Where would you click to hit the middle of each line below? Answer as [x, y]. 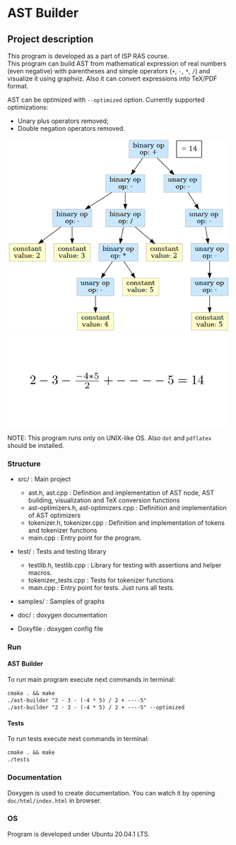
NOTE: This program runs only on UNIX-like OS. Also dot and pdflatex [110, 438]
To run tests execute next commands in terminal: [78, 739]
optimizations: [28, 107]
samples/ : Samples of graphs [61, 601]
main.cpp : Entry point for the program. [85, 538]
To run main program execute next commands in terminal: [92, 680]
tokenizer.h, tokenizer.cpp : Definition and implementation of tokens [126, 522]
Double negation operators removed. [71, 128]
